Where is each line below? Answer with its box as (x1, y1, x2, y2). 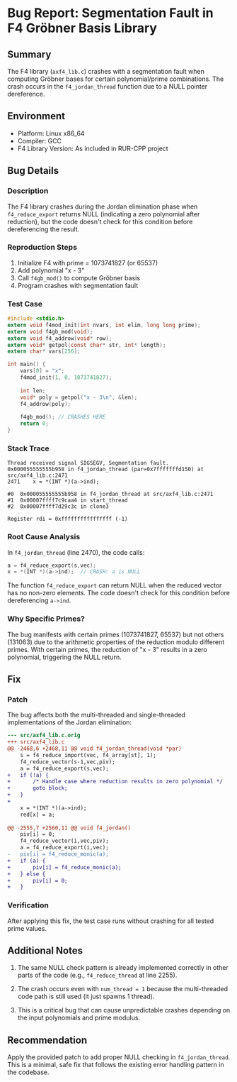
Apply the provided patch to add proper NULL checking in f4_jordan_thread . (7, 1053, 231, 1061)
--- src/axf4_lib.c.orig (7, 732, 81, 739)
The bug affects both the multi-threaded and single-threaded (7, 711, 186, 719)
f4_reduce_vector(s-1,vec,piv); (20, 758, 115, 766)
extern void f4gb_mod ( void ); (7, 328, 93, 335)
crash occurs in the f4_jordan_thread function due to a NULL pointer (7, 82, 208, 90)
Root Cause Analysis (7, 532, 81, 542)
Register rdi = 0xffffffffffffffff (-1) (7, 516, 129, 523)
